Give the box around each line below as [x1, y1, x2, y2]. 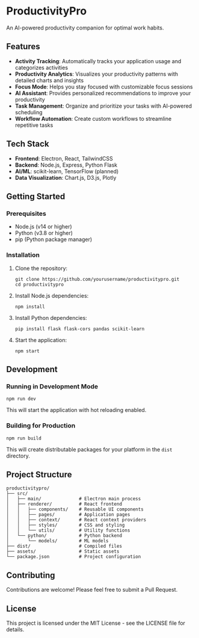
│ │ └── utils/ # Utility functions [6, 527, 130, 533]
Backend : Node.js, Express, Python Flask [14, 161, 118, 168]
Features [6, 41, 40, 52]
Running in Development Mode [6, 382, 98, 390]
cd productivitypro [14, 281, 64, 287]
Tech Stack [6, 139, 49, 149]
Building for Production [6, 422, 76, 430]
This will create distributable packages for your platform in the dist [6, 446, 173, 453]
